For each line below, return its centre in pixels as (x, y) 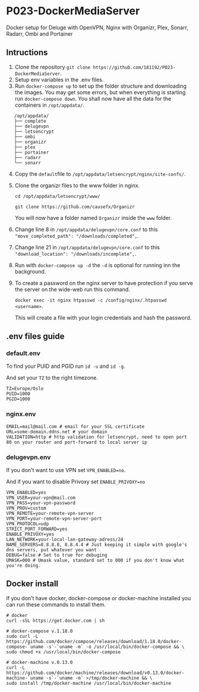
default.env (23, 353)
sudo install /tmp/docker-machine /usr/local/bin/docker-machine (89, 683)
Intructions (27, 53)
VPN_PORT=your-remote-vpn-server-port (54, 519)
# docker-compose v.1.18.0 (40, 631)
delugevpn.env (29, 457)
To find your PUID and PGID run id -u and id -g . (66, 366)
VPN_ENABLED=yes (26, 493)
